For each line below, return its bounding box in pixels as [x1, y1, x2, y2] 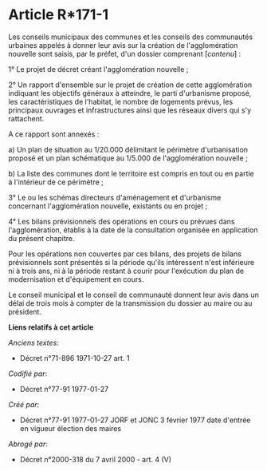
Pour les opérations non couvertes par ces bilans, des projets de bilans [8, 249, 241, 259]
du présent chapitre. [8, 233, 75, 243]
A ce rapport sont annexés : [8, 129, 100, 139]
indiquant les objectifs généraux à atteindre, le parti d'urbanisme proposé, [8, 88, 252, 97]
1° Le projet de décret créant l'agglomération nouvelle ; [8, 64, 189, 73]
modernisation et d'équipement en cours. [8, 274, 144, 284]
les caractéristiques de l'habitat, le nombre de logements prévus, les [8, 97, 234, 106]
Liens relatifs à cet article [8, 322, 94, 332]
